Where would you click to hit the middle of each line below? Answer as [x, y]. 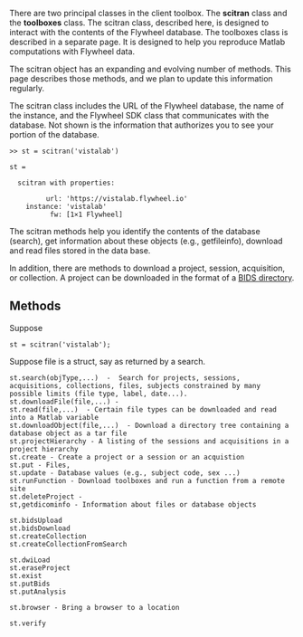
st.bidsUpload [36, 520]
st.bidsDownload [40, 528]
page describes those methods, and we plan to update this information [141, 79]
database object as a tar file [68, 433]
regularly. [27, 88]
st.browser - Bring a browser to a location [95, 607]
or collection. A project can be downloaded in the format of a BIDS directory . [152, 278]
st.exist [26, 575]
